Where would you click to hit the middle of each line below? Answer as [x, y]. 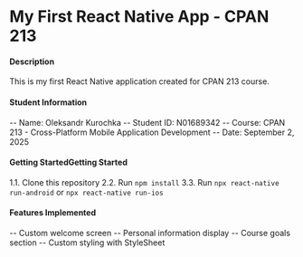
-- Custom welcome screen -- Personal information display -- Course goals [150, 233]
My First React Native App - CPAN [139, 17]
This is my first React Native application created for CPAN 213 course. [139, 81]
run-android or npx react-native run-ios [87, 192]
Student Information [48, 102]
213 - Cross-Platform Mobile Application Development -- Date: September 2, [152, 132]
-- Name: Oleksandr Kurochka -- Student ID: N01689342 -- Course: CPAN [147, 122]
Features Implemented [53, 213]
